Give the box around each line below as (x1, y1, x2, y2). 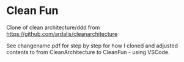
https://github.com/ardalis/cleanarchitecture (6, 30, 118, 37)
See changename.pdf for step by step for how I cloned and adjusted (6, 42, 178, 49)
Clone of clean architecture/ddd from (6, 24, 100, 31)
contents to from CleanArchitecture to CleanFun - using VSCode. (6, 48, 170, 55)
